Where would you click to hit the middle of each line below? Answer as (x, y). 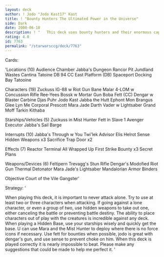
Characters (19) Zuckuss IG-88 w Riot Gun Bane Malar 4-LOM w (70, 89)
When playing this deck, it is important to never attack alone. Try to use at (79, 197)
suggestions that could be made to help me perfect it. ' (60, 249)
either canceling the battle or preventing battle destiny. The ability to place (80, 213)
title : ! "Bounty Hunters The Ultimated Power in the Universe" (72, 19)
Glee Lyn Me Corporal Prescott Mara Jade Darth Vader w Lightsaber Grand (81, 105)
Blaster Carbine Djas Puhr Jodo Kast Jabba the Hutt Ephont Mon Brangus (79, 100)
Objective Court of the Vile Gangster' (42, 178)
